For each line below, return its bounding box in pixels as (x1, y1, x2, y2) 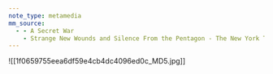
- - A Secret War (15, 27, 75, 35)
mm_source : (8, 19, 45, 27)
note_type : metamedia (8, 11, 82, 20)
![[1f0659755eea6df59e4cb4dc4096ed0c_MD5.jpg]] (8, 56, 186, 66)
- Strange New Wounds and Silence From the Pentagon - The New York (23, 34, 260, 43)
